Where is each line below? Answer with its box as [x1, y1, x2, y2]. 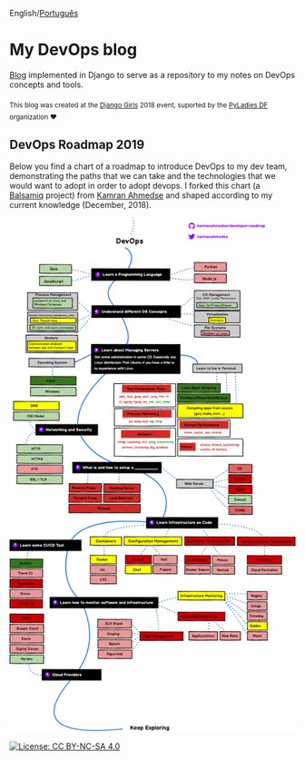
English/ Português [9, 8, 79, 18]
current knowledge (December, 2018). [9, 200, 152, 211]
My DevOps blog [9, 40, 138, 60]
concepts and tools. [9, 79, 84, 90]
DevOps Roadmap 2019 [9, 136, 145, 153]
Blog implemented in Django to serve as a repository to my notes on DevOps [9, 69, 296, 80]
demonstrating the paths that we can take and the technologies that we [9, 171, 276, 182]
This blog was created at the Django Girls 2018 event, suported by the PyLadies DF [9, 100, 269, 110]
